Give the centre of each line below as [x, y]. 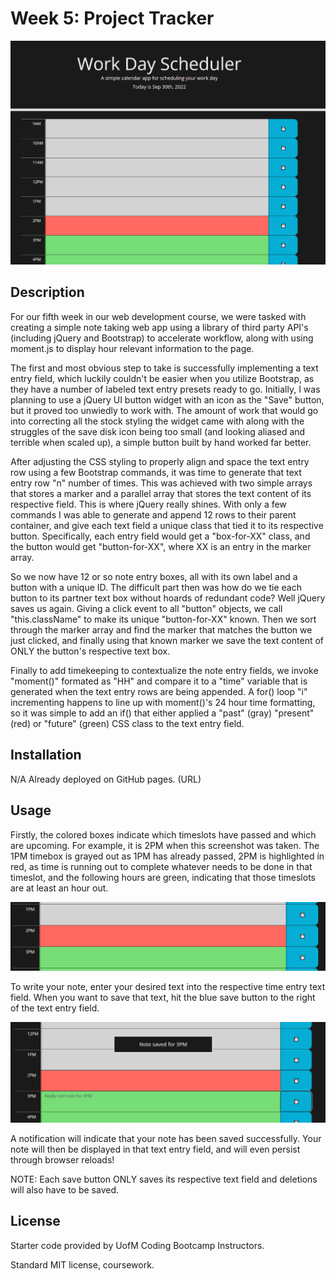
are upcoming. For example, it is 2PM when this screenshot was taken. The [165, 845]
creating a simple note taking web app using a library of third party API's [159, 327]
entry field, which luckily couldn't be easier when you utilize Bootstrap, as [162, 378]
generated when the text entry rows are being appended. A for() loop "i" [159, 691]
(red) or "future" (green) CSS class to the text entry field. [127, 723]
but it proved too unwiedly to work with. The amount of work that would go [164, 410]
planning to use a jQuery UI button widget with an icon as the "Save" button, [167, 399]
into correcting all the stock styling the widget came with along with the [157, 421]
